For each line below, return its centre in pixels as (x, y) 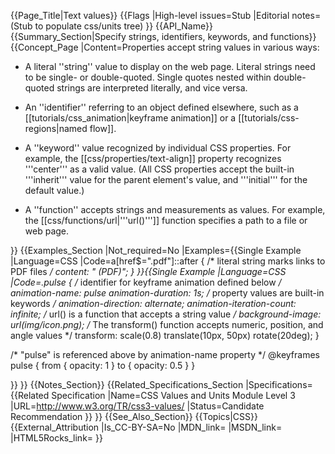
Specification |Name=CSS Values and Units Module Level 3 (173, 395)
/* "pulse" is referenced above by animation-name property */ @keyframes (165, 354)
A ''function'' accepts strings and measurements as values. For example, (175, 209)
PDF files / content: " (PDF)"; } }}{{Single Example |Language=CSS (148, 271)
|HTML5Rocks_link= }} (56, 438)
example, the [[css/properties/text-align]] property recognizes (153, 158)
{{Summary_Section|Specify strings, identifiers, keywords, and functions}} (163, 36)
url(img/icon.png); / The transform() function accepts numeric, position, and (167, 324)
